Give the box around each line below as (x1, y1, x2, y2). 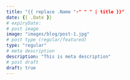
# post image (6, 25, 39, 32)
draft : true (6, 64, 36, 71)
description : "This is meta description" (6, 54, 111, 60)
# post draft (6, 59, 39, 65)
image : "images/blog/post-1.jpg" (6, 31, 90, 37)
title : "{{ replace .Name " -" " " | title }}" (6, 8, 125, 15)
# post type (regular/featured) (6, 37, 87, 43)
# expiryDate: (6, 20, 42, 26)
